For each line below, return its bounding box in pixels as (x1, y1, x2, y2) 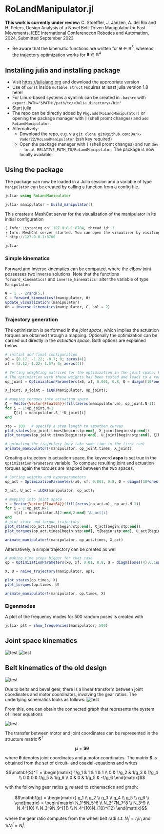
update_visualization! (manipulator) (5, 300, 80, 305)
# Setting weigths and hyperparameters (5, 475, 86, 480)
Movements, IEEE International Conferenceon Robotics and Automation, (5, 30, 149, 36)
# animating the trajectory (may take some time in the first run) (5, 441, 145, 447)
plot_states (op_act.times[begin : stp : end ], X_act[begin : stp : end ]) (5, 524, 141, 529)
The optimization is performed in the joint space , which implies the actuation (5, 327, 159, 333)
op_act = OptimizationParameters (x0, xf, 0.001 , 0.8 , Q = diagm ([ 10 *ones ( (5, 479, 161, 484)
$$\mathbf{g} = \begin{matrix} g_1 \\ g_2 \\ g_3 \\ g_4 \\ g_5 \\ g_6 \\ (14, 795, 150, 801)
